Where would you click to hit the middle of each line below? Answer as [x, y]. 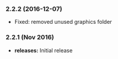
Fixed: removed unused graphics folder [63, 22]
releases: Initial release [43, 50]
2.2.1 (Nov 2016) [30, 38]
